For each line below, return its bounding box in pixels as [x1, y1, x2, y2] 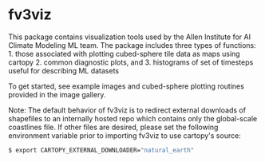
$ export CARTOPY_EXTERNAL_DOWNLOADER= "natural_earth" [8, 146, 195, 154]
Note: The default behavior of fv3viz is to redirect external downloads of [8, 105, 246, 115]
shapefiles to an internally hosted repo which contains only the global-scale [8, 113, 258, 123]
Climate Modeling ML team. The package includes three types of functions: [8, 40, 257, 49]
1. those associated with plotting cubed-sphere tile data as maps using [8, 49, 241, 58]
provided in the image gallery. [8, 89, 106, 99]
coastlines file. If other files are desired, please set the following [8, 122, 219, 132]
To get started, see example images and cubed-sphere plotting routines [8, 81, 245, 91]
